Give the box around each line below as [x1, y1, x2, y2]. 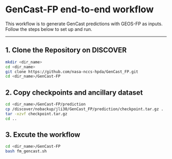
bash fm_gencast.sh [5, 149, 47, 154]
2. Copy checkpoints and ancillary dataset [5, 88, 143, 97]
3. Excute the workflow [5, 130, 80, 139]
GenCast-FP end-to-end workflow [5, 4, 154, 15]
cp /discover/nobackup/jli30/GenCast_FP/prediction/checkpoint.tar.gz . [5, 107, 164, 112]
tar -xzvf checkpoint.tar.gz [5, 111, 68, 116]
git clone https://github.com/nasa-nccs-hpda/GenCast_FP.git [5, 69, 139, 74]
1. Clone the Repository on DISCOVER [5, 46, 127, 55]
